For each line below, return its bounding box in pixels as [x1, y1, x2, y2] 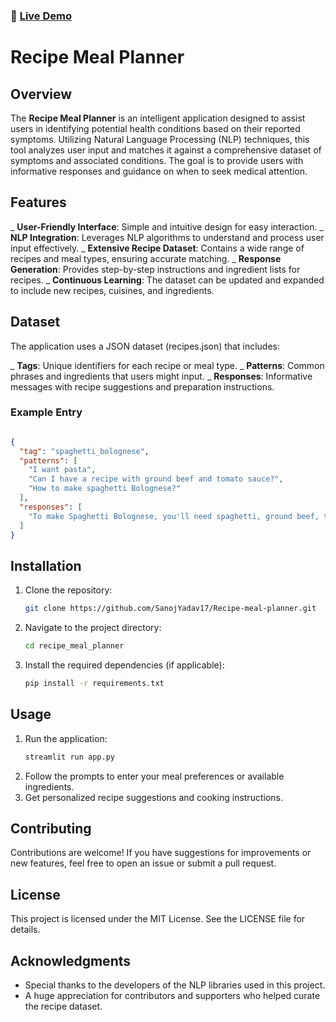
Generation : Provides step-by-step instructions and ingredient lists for [10, 263, 301, 275]
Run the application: [24, 732, 108, 744]
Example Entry [10, 405, 83, 419]
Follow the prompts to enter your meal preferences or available [24, 770, 285, 782]
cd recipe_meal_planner [24, 641, 125, 651]
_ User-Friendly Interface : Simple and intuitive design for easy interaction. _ [10, 220, 324, 233]
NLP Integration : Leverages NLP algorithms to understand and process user [10, 231, 325, 243]
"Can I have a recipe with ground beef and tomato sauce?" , [28, 474, 284, 484]
